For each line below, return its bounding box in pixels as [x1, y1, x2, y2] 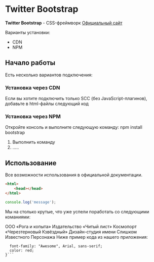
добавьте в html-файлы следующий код [5, 101, 89, 107]
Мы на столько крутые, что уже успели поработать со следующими [5, 209, 150, 214]
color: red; [9, 248, 35, 253]
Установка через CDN [5, 84, 60, 91]
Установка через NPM [5, 113, 61, 120]
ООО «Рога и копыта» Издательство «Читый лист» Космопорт [5, 223, 137, 229]
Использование [5, 158, 57, 167]
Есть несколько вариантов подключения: [5, 72, 93, 78]
